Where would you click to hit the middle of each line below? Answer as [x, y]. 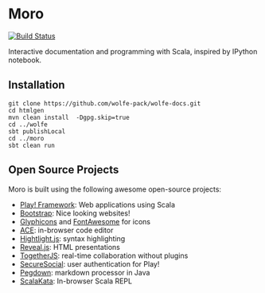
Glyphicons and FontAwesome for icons [85, 221]
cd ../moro [26, 138]
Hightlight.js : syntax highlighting [72, 238]
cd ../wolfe [28, 125]
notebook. [25, 60]
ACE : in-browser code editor [66, 230]
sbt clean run [32, 145]
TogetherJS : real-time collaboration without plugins [104, 255]
